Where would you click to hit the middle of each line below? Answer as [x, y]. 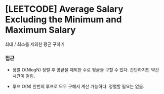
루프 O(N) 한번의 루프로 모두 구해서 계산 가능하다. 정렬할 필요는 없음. [78, 87]
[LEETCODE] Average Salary [64, 9]
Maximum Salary [41, 30]
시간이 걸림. [24, 76]
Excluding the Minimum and [63, 19]
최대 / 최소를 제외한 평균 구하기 [35, 44]
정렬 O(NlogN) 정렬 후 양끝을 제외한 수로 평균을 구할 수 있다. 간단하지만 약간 [86, 70]
